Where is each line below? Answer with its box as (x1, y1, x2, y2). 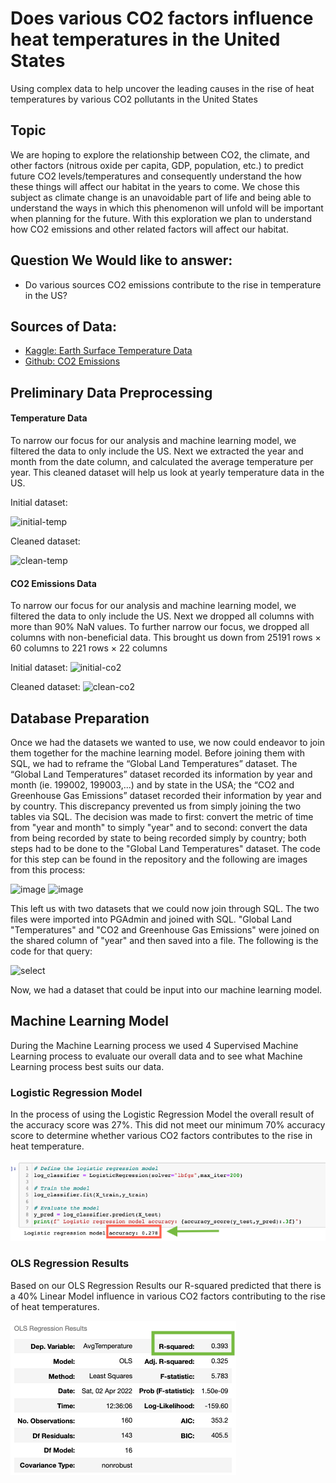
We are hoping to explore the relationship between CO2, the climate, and (10, 148, 310, 161)
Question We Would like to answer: (10, 252, 233, 269)
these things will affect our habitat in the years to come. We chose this (10, 180, 300, 192)
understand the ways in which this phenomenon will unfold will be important (10, 202, 324, 214)
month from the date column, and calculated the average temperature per (10, 455, 314, 467)
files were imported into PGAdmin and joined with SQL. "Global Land (10, 913, 293, 925)
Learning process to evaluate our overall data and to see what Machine (10, 1050, 303, 1062)
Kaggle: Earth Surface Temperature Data (24, 345, 193, 357)
